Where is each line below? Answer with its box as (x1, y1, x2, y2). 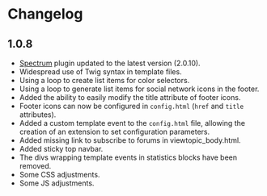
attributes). (19, 110, 57, 119)
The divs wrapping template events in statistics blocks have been (19, 152, 238, 162)
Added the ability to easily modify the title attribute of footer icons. (19, 93, 241, 102)
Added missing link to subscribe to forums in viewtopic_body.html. (19, 136, 241, 145)
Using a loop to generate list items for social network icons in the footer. (19, 84, 260, 94)
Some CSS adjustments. (19, 170, 100, 179)
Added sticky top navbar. (19, 144, 104, 153)
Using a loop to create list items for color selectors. (19, 76, 190, 85)
